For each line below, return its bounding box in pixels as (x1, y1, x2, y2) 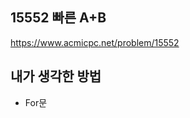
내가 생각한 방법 (10, 68, 102, 85)
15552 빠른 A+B (10, 9, 107, 27)
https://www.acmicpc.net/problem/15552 (10, 36, 180, 48)
